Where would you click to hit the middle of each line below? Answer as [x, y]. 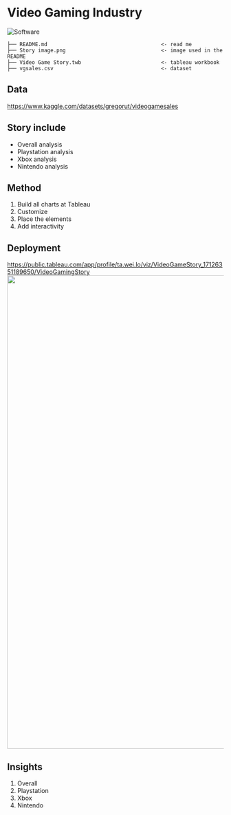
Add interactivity [40, 226]
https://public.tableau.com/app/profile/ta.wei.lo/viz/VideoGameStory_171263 [115, 265]
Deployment [34, 248]
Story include [37, 128]
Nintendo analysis [43, 166]
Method [24, 188]
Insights [25, 766]
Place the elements [44, 219]
